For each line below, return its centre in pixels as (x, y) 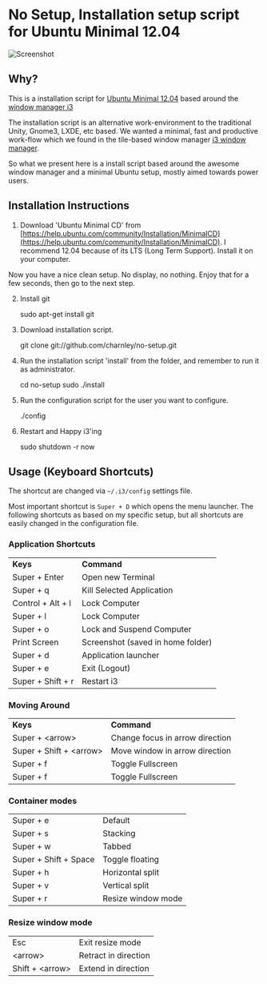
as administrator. (48, 369)
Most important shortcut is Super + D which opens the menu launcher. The (131, 507)
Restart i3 (100, 681)
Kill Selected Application (128, 590)
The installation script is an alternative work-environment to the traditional (130, 122)
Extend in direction (114, 968)
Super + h (31, 873)
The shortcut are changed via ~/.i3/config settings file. (101, 491)
